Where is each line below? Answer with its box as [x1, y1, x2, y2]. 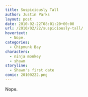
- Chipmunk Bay [9, 44, 41, 49]
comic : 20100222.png [5, 72, 48, 77]
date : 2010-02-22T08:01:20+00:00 [5, 21, 75, 26]
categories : [5, 40, 30, 45]
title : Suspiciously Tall [5, 7, 59, 12]
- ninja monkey [9, 53, 41, 59]
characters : [5, 49, 30, 54]
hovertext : [5, 30, 28, 35]
